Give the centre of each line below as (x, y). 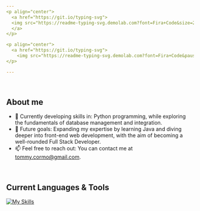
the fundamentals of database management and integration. (88, 123)
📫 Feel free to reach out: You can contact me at (74, 148)
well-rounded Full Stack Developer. (58, 142)
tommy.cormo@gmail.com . (48, 157)
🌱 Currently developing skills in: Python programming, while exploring (100, 116)
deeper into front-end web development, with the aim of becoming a (99, 135)
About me (25, 102)
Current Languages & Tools (58, 187)
